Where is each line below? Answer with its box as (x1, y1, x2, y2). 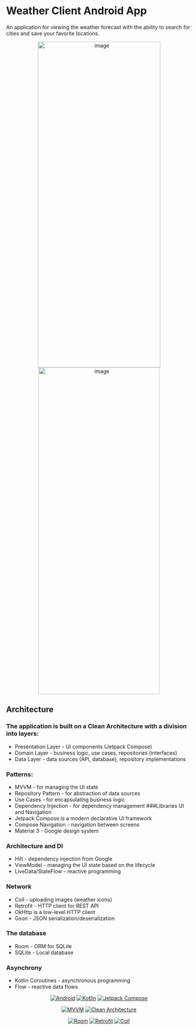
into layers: (6, 729, 39, 738)
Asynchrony (6, 964, 42, 972)
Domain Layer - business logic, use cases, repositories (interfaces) (14, 749, 178, 756)
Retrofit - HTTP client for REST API (14, 902, 99, 909)
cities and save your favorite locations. (6, 29, 100, 36)
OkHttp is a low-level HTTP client (14, 908, 95, 915)
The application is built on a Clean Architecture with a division (6, 722, 187, 731)
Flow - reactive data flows (14, 984, 78, 991)
